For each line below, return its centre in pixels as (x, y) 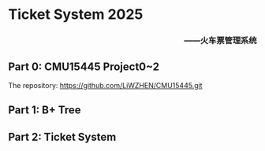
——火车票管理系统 (220, 41)
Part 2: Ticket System (62, 136)
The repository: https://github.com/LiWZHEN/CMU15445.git (105, 85)
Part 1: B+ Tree (45, 110)
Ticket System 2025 (76, 15)
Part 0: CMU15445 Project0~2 (84, 66)
